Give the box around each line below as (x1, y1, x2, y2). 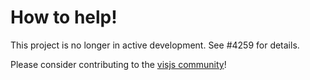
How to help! (10, 6, 118, 29)
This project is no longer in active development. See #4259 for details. (10, 39, 300, 51)
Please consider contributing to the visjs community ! (10, 58, 227, 70)
